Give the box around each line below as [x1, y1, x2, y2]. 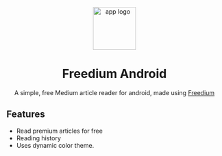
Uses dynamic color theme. [16, 141, 95, 149]
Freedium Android [62, 66, 167, 81]
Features [6, 109, 45, 120]
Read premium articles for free [16, 127, 103, 135]
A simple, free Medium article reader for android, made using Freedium [14, 88, 215, 96]
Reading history [16, 133, 61, 142]
